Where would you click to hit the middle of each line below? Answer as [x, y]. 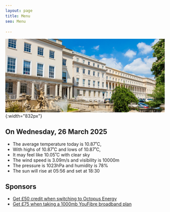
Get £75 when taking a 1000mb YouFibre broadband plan [72, 204]
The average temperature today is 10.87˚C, [57, 144]
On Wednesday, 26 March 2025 [56, 132]
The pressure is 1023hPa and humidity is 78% [60, 165]
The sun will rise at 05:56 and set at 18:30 [56, 171]
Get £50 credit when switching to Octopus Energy [65, 199]
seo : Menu [16, 21]
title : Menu [18, 16]
